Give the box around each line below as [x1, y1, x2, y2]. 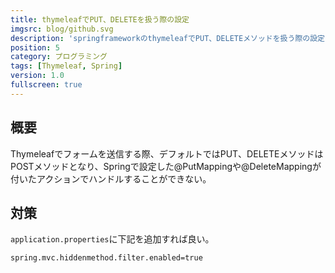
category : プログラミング [10, 52, 108, 62]
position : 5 [10, 42, 60, 53]
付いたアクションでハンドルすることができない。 [10, 172, 212, 185]
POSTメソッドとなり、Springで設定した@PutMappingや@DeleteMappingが [10, 160, 322, 172]
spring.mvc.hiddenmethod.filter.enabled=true [10, 253, 203, 263]
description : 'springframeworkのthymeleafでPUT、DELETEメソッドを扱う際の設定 [10, 33, 325, 43]
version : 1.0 [10, 71, 65, 81]
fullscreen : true [10, 80, 83, 90]
